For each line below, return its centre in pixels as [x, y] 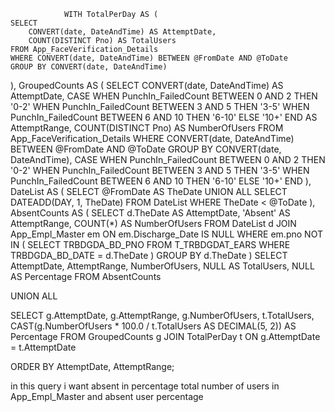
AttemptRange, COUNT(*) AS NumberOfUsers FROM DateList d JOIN [153, 223]
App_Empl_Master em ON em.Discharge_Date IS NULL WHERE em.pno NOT [166, 234]
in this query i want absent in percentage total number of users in [145, 386]
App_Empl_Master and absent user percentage [107, 396]
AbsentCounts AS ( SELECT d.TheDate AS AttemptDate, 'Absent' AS [150, 213]
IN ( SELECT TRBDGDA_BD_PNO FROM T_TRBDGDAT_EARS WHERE [150, 244]
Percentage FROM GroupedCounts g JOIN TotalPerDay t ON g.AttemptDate [165, 336]
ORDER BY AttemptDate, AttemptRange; [92, 366]
